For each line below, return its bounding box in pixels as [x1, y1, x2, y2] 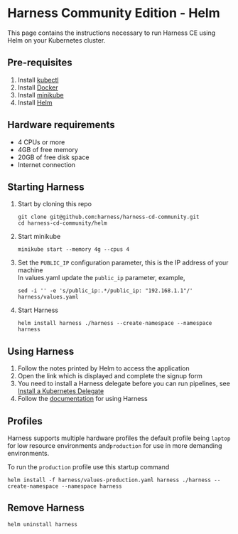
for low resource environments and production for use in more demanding [7, 442, 222, 449]
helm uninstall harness [7, 520, 78, 528]
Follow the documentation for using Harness [17, 395, 148, 403]
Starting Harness [7, 181, 85, 193]
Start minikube [17, 233, 61, 241]
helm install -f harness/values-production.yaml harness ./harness [7, 476, 212, 484]
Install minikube [17, 90, 64, 99]
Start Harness [17, 306, 59, 314]
